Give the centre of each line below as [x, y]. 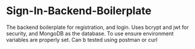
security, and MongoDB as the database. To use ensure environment [90, 33]
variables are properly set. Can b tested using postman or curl [82, 40]
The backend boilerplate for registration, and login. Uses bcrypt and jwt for [97, 27]
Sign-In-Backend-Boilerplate [79, 11]
